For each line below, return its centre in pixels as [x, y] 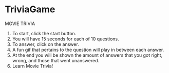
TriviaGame [30, 9]
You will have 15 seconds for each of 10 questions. [65, 39]
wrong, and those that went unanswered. [56, 60]
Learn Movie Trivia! [33, 66]
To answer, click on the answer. [45, 44]
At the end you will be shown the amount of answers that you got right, [87, 55]
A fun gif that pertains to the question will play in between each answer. [88, 50]
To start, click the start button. [44, 33]
